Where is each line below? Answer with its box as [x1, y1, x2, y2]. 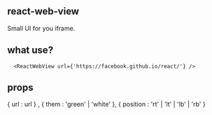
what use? [7, 45, 54, 56]
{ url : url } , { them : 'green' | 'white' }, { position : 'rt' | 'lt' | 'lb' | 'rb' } [7, 100, 206, 109]
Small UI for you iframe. [7, 24, 76, 32]
